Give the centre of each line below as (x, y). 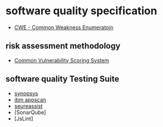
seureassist (28, 106)
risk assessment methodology (63, 46)
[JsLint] (23, 118)
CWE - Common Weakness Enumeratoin (64, 27)
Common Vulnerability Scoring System (62, 60)
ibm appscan (30, 100)
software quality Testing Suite (62, 79)
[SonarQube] (30, 112)
